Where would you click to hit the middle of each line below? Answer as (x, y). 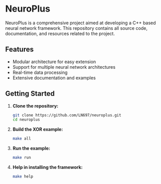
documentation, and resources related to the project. (60, 33)
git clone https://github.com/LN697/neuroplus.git (67, 115)
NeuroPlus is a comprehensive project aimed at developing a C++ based (81, 23)
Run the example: (31, 148)
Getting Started (30, 94)
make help (23, 177)
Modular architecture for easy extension (54, 62)
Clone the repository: (35, 106)
